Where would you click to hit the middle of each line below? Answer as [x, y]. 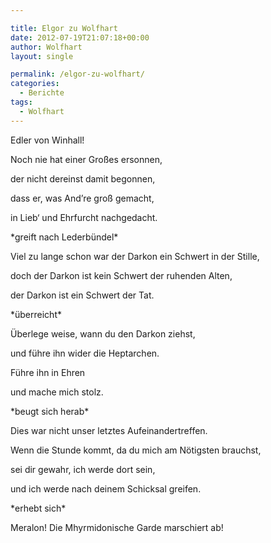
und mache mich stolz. [57, 392]
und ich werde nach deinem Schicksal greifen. [106, 488]
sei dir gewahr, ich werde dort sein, [83, 469]
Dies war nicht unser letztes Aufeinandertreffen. [109, 430]
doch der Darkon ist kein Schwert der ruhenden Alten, [121, 275]
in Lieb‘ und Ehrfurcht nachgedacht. [84, 217]
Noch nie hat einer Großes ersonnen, [86, 159]
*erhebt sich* [38, 508]
